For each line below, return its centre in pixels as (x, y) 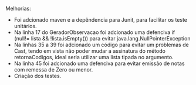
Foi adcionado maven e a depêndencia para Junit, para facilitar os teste (100, 20)
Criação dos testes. (38, 76)
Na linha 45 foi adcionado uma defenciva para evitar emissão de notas (99, 63)
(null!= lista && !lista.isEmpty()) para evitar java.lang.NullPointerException (102, 38)
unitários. (25, 26)
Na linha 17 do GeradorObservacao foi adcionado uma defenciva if (94, 32)
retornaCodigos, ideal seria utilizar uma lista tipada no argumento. (94, 57)
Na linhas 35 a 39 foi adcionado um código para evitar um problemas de (101, 45)
